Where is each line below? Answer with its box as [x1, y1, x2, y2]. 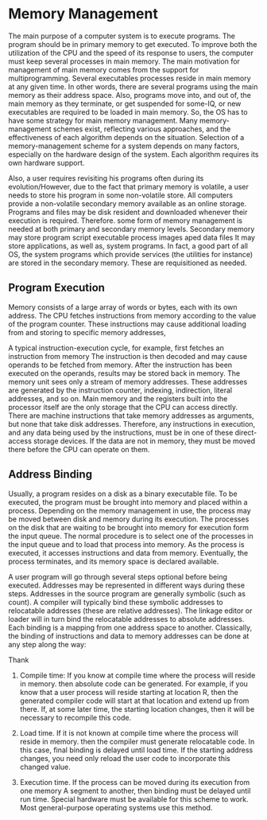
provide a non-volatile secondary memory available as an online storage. [8, 198, 247, 208]
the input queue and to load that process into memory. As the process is [8, 539, 245, 549]
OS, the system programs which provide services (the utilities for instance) [8, 249, 253, 259]
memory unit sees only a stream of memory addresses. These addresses [8, 377, 248, 386]
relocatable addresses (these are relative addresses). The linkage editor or [8, 606, 253, 615]
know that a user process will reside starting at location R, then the [19, 687, 238, 697]
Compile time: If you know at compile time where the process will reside [19, 670, 256, 680]
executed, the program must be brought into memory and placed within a [8, 497, 248, 506]
